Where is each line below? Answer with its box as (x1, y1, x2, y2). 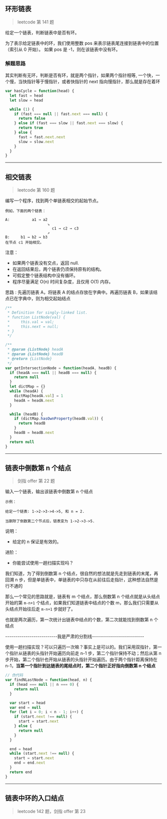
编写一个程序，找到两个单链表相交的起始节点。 (5, 198, 101, 204)
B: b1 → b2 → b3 (5, 235, 48, 240)
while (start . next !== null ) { (9, 751, 75, 756)
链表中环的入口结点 (5, 794, 64, 803)
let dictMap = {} (9, 384, 46, 389)
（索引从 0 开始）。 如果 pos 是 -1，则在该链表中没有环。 (5, 46, 120, 52)
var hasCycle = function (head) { (5, 89, 75, 94)
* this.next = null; (7, 324, 59, 329)
